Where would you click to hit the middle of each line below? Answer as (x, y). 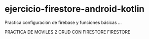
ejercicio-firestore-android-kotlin (75, 9)
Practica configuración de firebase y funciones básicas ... (63, 22)
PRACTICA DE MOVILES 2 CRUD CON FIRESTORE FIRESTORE (68, 32)
